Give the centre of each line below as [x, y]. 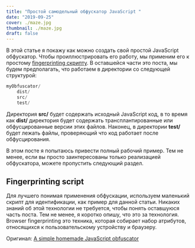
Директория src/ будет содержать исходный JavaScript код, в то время [97, 114]
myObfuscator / [24, 86]
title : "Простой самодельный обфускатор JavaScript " [74, 12]
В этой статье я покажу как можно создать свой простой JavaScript [92, 50]
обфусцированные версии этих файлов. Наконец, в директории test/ [93, 126]
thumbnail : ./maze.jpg [34, 28]
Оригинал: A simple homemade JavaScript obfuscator [72, 239]
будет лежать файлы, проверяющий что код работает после [82, 133]
